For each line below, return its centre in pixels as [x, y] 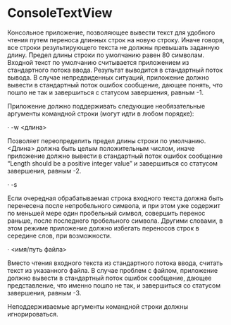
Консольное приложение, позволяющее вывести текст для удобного [111, 32]
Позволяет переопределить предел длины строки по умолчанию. [107, 141]
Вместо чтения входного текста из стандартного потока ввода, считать [115, 263]
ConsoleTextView [60, 13]
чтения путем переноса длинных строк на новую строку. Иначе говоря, [116, 39]
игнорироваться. [33, 314]
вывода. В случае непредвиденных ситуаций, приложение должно [108, 77]
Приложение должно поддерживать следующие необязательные [106, 106]
